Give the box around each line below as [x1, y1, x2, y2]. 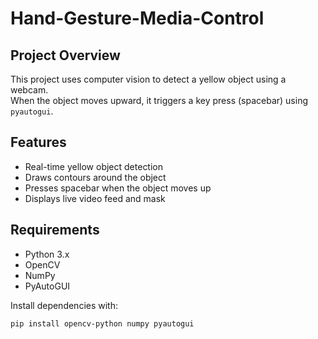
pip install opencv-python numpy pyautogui [10, 318, 195, 329]
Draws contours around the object [24, 171, 167, 183]
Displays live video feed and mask [24, 192, 166, 204]
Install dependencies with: [10, 299, 119, 311]
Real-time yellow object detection [24, 160, 164, 172]
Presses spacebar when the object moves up [24, 182, 212, 194]
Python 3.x [24, 248, 70, 260]
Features [10, 134, 67, 151]
